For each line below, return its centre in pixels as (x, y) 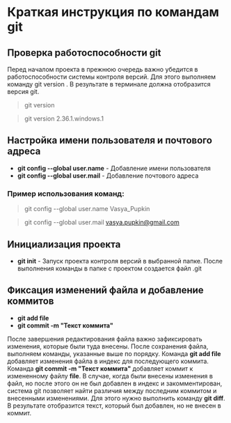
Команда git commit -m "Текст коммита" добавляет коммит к (100, 368)
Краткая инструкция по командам (113, 12)
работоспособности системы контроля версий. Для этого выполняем (112, 77)
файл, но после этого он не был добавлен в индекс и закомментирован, (115, 383)
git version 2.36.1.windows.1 (64, 118)
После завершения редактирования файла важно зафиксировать (105, 339)
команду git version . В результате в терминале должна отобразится (109, 84)
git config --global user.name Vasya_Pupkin (87, 209)
